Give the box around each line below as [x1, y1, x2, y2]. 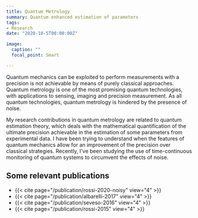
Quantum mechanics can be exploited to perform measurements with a [6, 73, 180, 80]
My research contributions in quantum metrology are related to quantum [6, 116, 182, 123]
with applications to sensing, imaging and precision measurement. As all [6, 92, 182, 99]
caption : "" [11, 47, 41, 53]
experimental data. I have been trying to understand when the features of [6, 135, 184, 142]
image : [6, 41, 22, 47]
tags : [6, 19, 20, 25]
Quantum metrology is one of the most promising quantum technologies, [6, 86, 183, 93]
